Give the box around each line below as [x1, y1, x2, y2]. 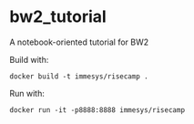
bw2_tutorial [9, 6, 107, 27]
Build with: [9, 54, 49, 65]
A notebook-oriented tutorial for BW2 [9, 36, 149, 47]
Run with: [9, 88, 46, 98]
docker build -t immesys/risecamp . [9, 71, 148, 81]
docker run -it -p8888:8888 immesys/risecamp [9, 105, 185, 115]
